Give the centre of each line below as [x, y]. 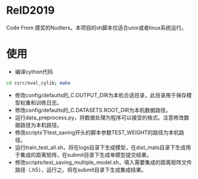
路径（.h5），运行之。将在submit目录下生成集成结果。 [81, 169]
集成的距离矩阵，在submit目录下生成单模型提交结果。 [86, 155]
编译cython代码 [34, 72]
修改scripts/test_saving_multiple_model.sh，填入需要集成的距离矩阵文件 [103, 162]
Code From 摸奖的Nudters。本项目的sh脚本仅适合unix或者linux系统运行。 [96, 27]
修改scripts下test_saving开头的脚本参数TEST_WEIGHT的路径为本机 [97, 132]
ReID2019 [30, 10]
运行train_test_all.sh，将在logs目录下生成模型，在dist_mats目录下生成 [100, 147]
